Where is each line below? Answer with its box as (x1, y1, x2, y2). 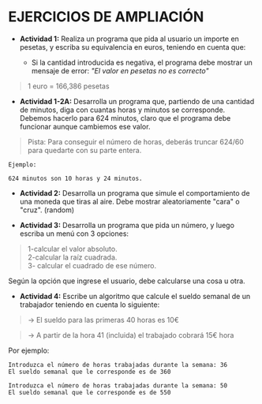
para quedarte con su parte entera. (27, 145, 142, 155)
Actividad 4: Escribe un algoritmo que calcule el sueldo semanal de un (19, 291, 251, 301)
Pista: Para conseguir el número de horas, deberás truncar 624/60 (27, 137, 245, 146)
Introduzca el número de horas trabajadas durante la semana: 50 (8, 381, 227, 390)
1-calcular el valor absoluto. (27, 244, 118, 253)
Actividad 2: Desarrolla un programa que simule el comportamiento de (19, 188, 250, 197)
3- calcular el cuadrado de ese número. (27, 260, 156, 270)
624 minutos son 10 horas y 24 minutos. (8, 174, 144, 182)
